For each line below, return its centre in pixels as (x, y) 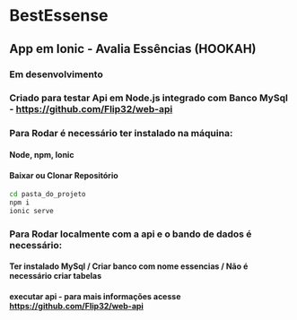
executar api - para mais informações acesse (95, 296)
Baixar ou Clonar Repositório (64, 175)
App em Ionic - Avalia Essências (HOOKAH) (133, 49)
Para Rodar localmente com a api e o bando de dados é (131, 234)
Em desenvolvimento (56, 74)
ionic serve (31, 211)
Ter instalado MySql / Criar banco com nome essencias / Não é (129, 266)
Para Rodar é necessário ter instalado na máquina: (121, 134)
